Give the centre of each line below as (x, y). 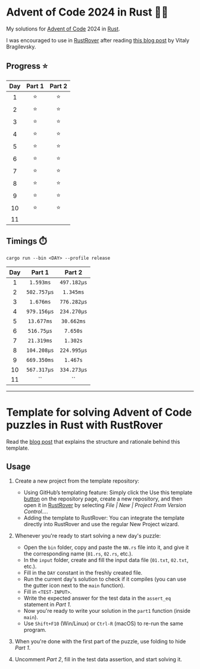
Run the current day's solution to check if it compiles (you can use (105, 579)
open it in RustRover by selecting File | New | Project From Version (105, 505)
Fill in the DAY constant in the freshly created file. (83, 573)
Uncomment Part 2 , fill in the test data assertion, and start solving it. (99, 659)
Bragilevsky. (21, 47)
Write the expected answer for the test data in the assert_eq (97, 598)
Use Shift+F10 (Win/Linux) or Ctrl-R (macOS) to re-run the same (103, 624)
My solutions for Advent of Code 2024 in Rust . (63, 29)
